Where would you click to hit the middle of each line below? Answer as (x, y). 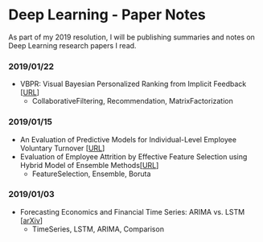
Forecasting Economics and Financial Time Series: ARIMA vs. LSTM (132, 211)
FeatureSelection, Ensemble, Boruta (91, 174)
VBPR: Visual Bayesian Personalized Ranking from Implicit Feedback (133, 84)
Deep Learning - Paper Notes (107, 15)
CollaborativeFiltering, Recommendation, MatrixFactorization (132, 101)
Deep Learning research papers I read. (72, 45)
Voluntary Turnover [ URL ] (62, 148)
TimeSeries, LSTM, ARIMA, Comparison (98, 229)
